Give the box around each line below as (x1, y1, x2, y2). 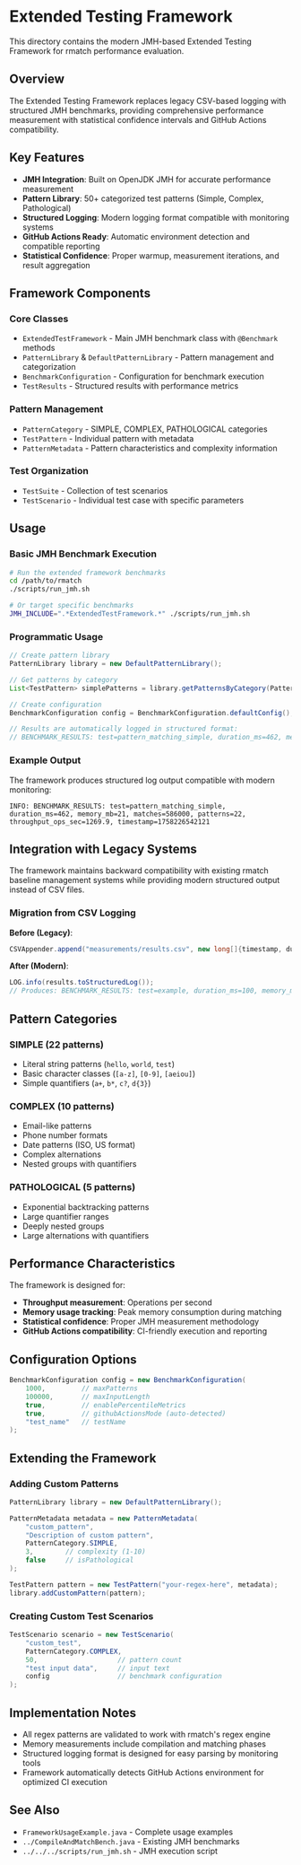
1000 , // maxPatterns (25, 1384, 139, 1393)
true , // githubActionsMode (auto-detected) (25, 1409, 227, 1418)
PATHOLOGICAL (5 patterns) (9, 1181, 136, 1194)
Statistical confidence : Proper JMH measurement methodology (21, 1317, 260, 1327)
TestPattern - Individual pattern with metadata (21, 433, 194, 443)
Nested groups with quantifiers (21, 1159, 137, 1169)
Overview (9, 72, 65, 87)
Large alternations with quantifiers (21, 1230, 150, 1240)
